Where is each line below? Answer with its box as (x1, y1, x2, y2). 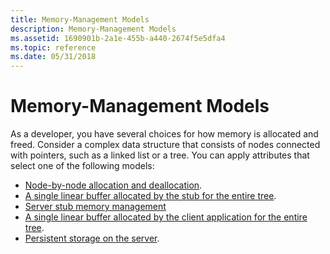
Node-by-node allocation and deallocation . (24, 179, 203, 191)
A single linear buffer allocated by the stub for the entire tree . (24, 190, 277, 202)
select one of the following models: (10, 160, 155, 172)
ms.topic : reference (10, 42, 97, 53)
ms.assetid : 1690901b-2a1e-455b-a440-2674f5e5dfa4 (10, 33, 226, 43)
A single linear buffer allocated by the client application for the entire (24, 211, 308, 223)
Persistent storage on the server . (24, 232, 160, 245)
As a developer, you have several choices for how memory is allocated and (10, 128, 319, 140)
